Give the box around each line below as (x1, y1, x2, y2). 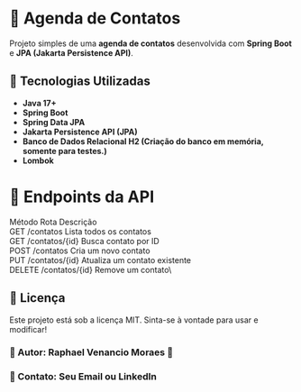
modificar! (9, 324, 48, 334)
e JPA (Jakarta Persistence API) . (9, 47, 133, 58)
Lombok (22, 155, 54, 166)
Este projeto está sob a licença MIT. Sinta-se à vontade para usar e (9, 315, 259, 325)
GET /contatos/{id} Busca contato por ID (9, 235, 160, 246)
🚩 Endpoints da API (9, 187, 155, 206)
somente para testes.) (22, 145, 108, 156)
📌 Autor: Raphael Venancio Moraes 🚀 (9, 346, 174, 359)
